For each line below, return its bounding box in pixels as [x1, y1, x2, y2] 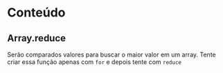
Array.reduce [7, 32, 66, 44]
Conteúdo [7, 5, 66, 21]
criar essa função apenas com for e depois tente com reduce [7, 58, 182, 66]
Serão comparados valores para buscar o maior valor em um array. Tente [7, 50, 216, 59]
